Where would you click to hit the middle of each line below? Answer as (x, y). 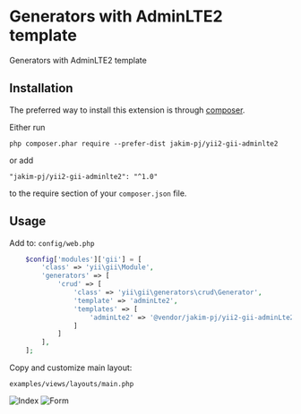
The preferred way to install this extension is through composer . (127, 110)
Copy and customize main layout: (71, 368)
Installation (41, 88)
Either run (27, 127)
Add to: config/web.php (52, 242)
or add (21, 160)
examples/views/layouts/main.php (72, 384)
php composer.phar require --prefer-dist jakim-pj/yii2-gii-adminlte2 (144, 144)
